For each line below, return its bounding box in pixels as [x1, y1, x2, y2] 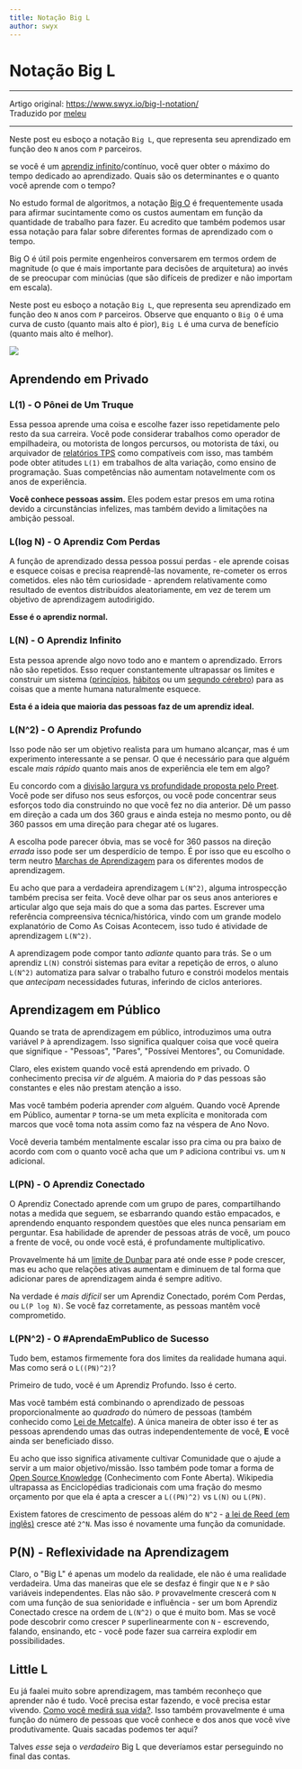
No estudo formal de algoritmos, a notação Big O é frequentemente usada [9, 197, 284, 208]
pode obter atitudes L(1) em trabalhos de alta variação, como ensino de [9, 457, 277, 469]
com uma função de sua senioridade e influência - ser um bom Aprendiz [9, 1597, 279, 1609]
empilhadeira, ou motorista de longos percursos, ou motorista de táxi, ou [9, 438, 279, 449]
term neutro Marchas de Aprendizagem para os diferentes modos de [9, 855, 264, 866]
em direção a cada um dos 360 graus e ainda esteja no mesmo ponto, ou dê [9, 809, 292, 820]
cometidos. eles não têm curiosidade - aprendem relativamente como [9, 575, 268, 586]
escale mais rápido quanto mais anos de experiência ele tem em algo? [9, 763, 271, 774]
